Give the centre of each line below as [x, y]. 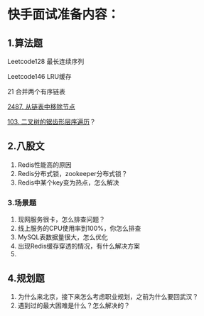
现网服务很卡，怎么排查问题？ [61, 219]
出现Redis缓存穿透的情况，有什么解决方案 [79, 246]
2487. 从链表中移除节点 [42, 107]
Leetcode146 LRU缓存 [40, 76]
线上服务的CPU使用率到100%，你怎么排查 [79, 229]
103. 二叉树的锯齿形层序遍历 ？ [52, 122]
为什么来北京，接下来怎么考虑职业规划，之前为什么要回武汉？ [108, 296]
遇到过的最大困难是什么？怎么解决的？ [74, 305]
